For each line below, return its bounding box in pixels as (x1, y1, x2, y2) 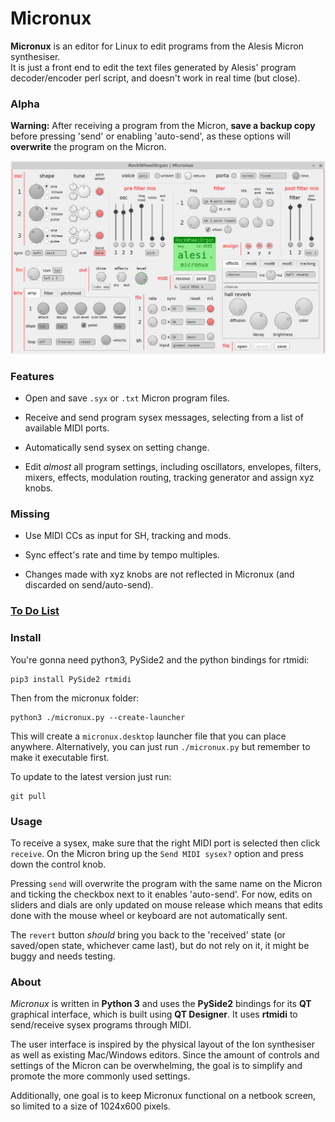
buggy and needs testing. (10, 950, 116, 962)
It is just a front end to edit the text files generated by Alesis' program (10, 61, 297, 73)
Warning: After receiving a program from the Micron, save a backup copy (10, 120, 316, 132)
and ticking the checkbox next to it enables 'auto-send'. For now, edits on (10, 888, 313, 900)
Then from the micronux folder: (10, 692, 140, 704)
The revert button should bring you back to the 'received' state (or (10, 928, 286, 941)
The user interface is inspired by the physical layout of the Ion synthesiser (10, 1038, 316, 1051)
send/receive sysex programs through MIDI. (10, 1019, 192, 1031)
